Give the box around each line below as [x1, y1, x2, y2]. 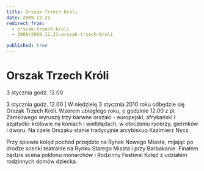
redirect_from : [6, 20, 45, 26]
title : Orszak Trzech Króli [6, 9, 78, 15]
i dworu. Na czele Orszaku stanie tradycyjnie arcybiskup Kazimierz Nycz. [6, 126, 191, 134]
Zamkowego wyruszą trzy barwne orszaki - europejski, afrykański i [6, 113, 176, 120]
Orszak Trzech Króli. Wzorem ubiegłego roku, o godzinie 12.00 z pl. [6, 107, 176, 114]
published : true [6, 43, 48, 49]
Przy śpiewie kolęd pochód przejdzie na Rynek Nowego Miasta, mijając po [6, 138, 194, 145]
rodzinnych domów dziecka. [6, 158, 78, 165]
